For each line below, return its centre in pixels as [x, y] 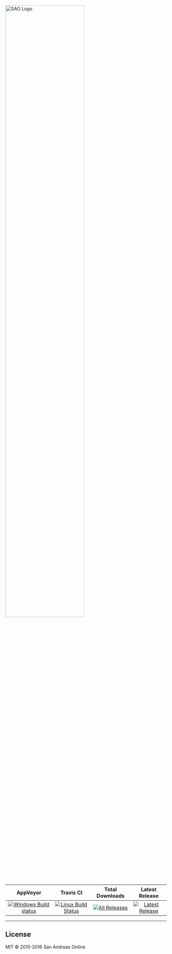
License [18, 935]
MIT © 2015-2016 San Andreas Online [45, 947]
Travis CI [71, 893]
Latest [149, 889]
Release [149, 896]
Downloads [111, 896]
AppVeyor [29, 893]
